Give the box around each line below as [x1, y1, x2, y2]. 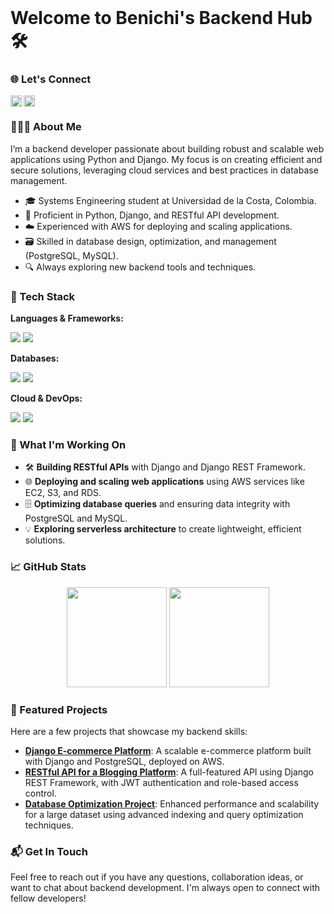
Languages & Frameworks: [10, 312, 124, 325]
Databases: [10, 352, 60, 365]
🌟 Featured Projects [10, 702, 108, 716]
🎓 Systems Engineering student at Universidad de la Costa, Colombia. [24, 194, 317, 206]
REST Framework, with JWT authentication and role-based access [24, 776, 299, 788]
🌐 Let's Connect [10, 72, 92, 86]
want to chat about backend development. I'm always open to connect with [10, 882, 321, 894]
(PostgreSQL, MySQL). [24, 249, 119, 261]
